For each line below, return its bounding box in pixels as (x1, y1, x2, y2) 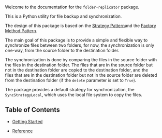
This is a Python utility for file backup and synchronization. (5, 14, 122, 19)
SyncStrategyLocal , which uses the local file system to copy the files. (5, 92, 143, 97)
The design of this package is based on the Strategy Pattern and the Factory (5, 23, 156, 28)
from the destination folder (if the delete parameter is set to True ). (5, 77, 136, 83)
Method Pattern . (5, 28, 38, 33)
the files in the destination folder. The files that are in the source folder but (5, 62, 153, 68)
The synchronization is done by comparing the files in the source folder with (5, 57, 157, 62)
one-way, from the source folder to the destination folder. (5, 48, 119, 53)
